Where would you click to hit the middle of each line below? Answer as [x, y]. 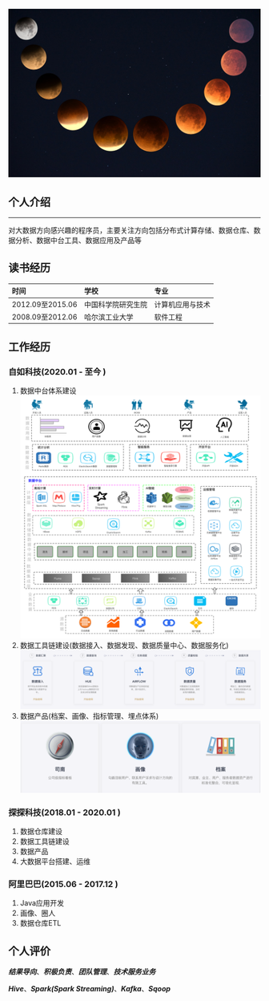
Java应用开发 [42, 903]
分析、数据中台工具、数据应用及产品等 [78, 240]
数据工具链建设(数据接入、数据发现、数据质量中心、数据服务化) [124, 645]
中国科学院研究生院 [116, 304]
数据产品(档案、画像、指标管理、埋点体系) [89, 716]
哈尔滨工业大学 [108, 317]
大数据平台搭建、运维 [55, 861]
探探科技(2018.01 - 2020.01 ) [65, 813]
